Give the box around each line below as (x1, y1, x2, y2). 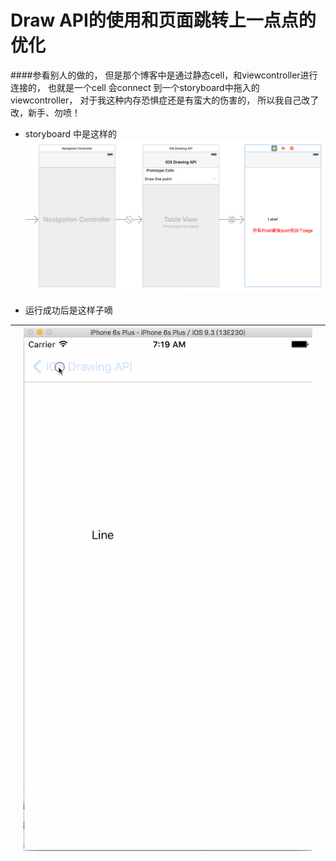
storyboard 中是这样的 (24, 127, 117, 140)
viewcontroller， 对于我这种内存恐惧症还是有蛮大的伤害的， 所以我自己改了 (10, 94, 320, 106)
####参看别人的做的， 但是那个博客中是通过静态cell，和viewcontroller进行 (10, 69, 318, 81)
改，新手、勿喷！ (10, 106, 81, 118)
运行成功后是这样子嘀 (24, 304, 113, 316)
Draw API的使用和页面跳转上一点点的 (10, 9, 317, 32)
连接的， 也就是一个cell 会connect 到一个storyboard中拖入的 (10, 81, 260, 93)
